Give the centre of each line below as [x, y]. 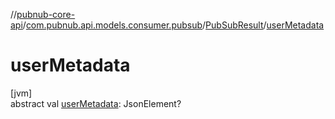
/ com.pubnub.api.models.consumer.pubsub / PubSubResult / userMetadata [173, 25]
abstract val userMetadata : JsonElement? [96, 103]
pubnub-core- [46, 14]
